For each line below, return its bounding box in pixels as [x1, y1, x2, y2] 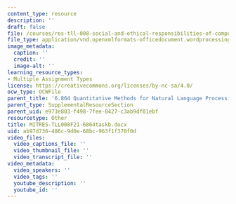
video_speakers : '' [13, 166, 71, 174]
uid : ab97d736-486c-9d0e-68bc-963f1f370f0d [7, 128, 137, 135]
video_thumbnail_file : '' [13, 147, 90, 154]
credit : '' [13, 56, 46, 63]
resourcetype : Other [7, 114, 68, 121]
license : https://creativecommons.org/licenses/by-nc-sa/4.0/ [7, 82, 193, 89]
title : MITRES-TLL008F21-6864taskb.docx [7, 121, 128, 128]
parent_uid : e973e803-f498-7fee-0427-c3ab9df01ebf [7, 108, 159, 115]
